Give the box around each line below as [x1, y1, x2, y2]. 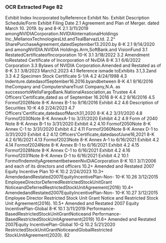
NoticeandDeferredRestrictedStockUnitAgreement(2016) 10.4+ [5, 185, 134, 191]
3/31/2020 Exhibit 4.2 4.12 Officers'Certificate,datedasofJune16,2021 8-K [5, 131, 155, 138]
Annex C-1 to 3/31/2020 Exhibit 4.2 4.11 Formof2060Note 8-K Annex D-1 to [5, 126, 158, 132]
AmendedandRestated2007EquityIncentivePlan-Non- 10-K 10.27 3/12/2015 [5, 190, 158, 196]
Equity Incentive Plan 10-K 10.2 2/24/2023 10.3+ [5, 169, 104, 175]
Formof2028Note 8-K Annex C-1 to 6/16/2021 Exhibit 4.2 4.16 [5, 147, 131, 153]
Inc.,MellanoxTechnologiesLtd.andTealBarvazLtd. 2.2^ [5, 36, 116, 42]
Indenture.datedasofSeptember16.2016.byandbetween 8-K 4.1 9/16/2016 [5, 78, 153, 84]
